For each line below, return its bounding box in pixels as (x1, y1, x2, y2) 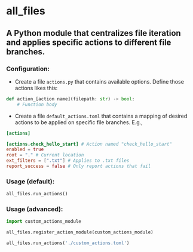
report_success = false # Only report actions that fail (6, 163, 151, 169)
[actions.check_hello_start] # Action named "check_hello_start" (6, 141, 172, 147)
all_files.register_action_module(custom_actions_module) (6, 229, 154, 235)
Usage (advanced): (6, 205, 63, 213)
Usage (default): (6, 177, 55, 186)
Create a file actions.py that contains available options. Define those (14, 78, 184, 85)
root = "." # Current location (6, 152, 84, 158)
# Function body (17, 102, 58, 107)
